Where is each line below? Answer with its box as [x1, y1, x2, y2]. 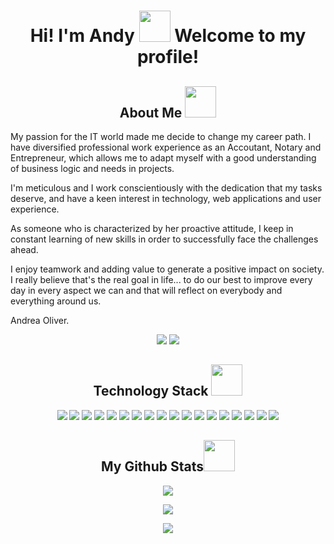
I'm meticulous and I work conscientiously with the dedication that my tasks [10, 182, 323, 194]
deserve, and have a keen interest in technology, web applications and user [10, 193, 322, 204]
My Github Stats [101, 458, 204, 475]
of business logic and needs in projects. [10, 163, 175, 174]
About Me [119, 104, 183, 121]
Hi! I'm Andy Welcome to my [29, 25, 307, 47]
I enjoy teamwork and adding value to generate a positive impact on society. [10, 263, 325, 275]
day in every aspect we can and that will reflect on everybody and [10, 285, 283, 296]
